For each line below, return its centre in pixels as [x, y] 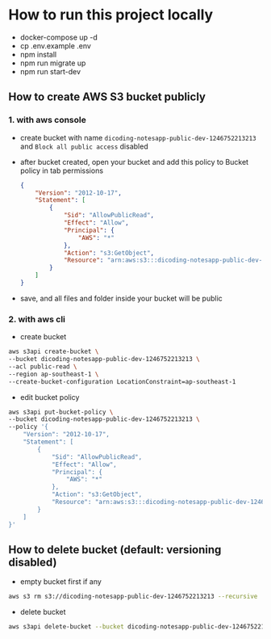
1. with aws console [47, 120]
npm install [38, 54]
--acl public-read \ [43, 366]
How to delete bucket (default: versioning [115, 550]
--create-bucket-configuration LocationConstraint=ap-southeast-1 [122, 381]
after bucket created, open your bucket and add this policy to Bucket [134, 162]
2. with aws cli [37, 319]
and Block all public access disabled [84, 146]
